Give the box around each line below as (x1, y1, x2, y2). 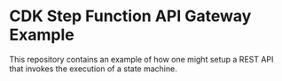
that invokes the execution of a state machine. (9, 63, 177, 74)
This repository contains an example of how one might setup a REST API (9, 54, 274, 64)
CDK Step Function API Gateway (9, 6, 252, 26)
